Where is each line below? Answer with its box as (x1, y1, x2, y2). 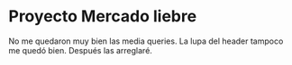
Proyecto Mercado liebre (8, 6, 197, 27)
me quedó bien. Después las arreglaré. (8, 45, 152, 55)
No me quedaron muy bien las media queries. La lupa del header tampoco (8, 36, 284, 46)
